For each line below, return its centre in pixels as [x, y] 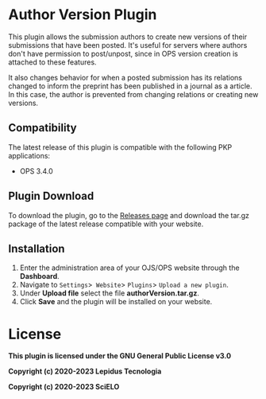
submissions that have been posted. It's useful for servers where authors [128, 45]
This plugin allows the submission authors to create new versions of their [128, 37]
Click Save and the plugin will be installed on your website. [116, 302]
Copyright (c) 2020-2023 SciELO [64, 387]
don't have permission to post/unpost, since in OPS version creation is [123, 53]
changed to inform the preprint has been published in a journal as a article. [130, 86]
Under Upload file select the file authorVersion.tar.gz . [110, 293]
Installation [37, 248]
